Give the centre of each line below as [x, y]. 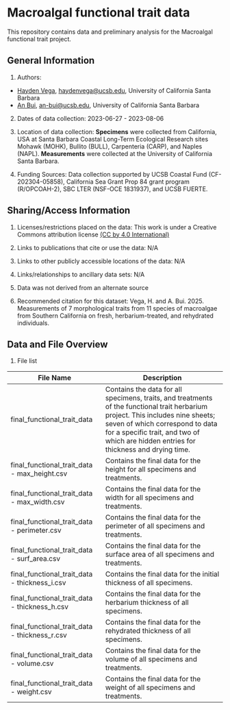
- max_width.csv [38, 502]
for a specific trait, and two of [153, 432]
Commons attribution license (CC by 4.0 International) [93, 234]
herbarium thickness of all [147, 603]
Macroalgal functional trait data [99, 13]
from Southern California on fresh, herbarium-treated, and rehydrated [115, 315]
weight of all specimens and [150, 687]
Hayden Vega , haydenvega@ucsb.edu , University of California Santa [114, 90]
